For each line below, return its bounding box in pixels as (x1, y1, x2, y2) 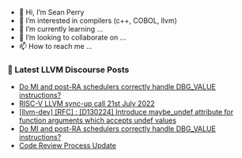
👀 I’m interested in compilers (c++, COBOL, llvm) (18, 16, 177, 25)
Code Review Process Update (18, 141, 116, 150)
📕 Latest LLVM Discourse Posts (7, 64, 130, 75)
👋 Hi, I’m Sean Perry (18, 8, 85, 17)
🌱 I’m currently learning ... (18, 24, 104, 33)
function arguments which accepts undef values (18, 115, 177, 126)
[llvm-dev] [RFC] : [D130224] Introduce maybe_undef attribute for (18, 107, 234, 117)
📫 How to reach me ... (18, 42, 93, 51)
